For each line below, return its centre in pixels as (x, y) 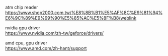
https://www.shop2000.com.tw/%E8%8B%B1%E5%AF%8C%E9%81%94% (84, 13)
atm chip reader (22, 7)
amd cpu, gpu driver (26, 43)
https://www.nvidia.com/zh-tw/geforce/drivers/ (55, 33)
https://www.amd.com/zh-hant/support (46, 48)
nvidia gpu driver (23, 28)
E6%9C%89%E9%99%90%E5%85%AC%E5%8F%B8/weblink (71, 18)
